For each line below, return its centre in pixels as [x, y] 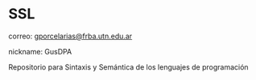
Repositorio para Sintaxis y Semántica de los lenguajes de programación [128, 67]
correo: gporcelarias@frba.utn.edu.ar [70, 36]
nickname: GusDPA [40, 51]
